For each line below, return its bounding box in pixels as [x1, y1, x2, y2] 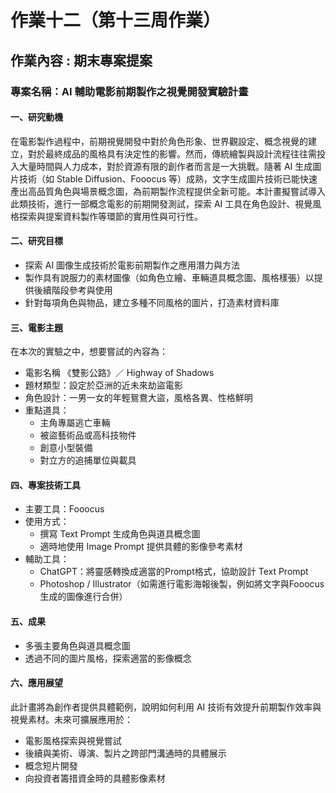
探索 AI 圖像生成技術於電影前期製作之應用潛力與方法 [24, 259, 241, 271]
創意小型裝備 [39, 442, 93, 454]
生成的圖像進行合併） [39, 591, 128, 603]
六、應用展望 [10, 677, 63, 689]
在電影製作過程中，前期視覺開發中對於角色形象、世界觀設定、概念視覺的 [10, 135, 308, 147]
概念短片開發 [24, 759, 78, 771]
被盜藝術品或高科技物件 [39, 429, 137, 441]
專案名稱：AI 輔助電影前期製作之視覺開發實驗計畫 [10, 84, 249, 98]
